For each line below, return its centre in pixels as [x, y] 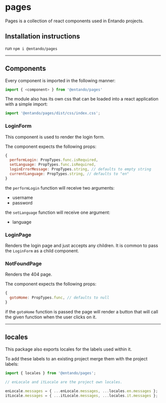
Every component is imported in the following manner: [60, 80]
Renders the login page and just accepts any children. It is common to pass [82, 246]
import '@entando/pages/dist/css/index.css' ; [53, 113]
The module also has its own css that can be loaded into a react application [82, 99]
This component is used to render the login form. [55, 137]
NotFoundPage [23, 264]
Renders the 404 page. [29, 274]
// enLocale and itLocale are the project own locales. [64, 382]
